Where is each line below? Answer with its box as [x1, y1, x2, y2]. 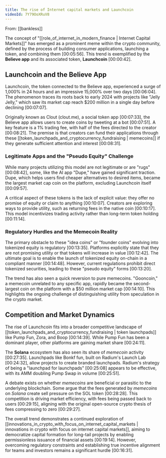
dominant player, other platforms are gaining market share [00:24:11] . [5, 340, 146, 346]
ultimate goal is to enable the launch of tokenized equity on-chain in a [5, 255, 147, 261]
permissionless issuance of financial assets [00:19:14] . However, [5, 437, 137, 443]
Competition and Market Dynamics [5, 310, 115, 319]
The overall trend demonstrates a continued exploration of [5, 415, 124, 421]
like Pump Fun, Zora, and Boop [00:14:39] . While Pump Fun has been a [5, 334, 149, 340]
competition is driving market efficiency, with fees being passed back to [5, 396, 152, 402]
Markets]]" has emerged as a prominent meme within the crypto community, [5, 40, 161, 46]
